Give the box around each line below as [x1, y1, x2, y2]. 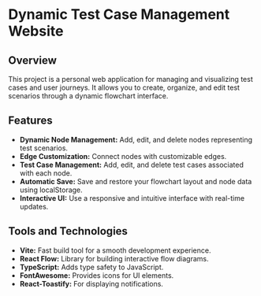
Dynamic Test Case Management [8, 6, 230, 24]
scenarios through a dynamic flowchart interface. [8, 91, 169, 100]
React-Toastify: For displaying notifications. [19, 279, 164, 288]
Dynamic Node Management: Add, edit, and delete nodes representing [19, 135, 253, 144]
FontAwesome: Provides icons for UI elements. [19, 270, 174, 280]
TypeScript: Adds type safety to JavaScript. [19, 262, 164, 272]
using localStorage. [19, 185, 83, 194]
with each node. [19, 168, 73, 178]
